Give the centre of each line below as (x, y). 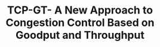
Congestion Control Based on (80, 23)
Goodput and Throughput (80, 35)
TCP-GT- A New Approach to (80, 10)
